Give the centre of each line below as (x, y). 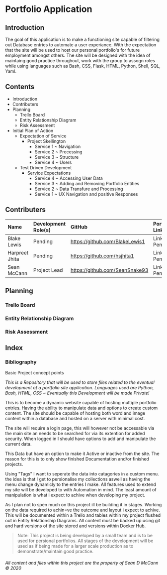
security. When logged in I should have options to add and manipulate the (81, 439)
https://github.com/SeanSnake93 (109, 270)
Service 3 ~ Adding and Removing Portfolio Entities (87, 183)
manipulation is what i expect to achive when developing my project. (75, 495)
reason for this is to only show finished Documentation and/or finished (77, 459)
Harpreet (18, 252)
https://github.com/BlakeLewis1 (108, 241)
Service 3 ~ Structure (57, 157)
